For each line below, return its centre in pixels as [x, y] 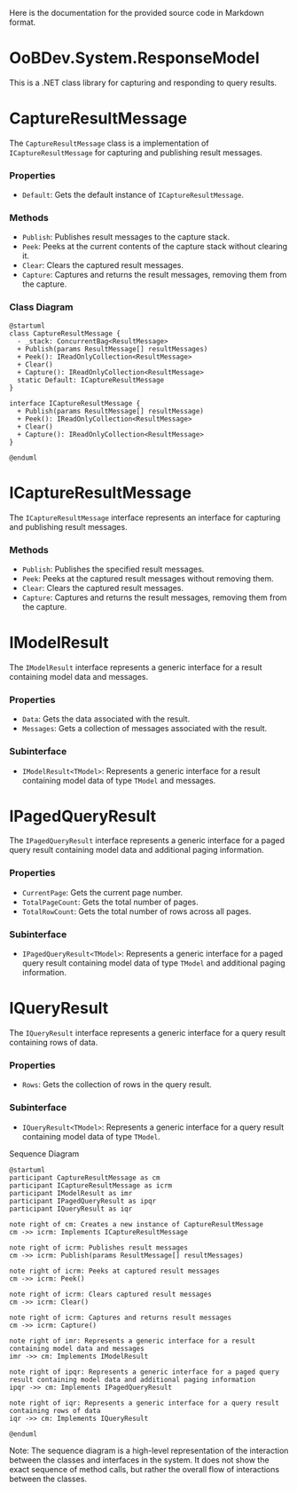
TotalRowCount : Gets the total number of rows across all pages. [137, 911]
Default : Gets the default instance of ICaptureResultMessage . [133, 195]
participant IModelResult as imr [71, 1193]
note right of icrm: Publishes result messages [99, 1247]
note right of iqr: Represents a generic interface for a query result [144, 1403]
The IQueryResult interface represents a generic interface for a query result [148, 1033]
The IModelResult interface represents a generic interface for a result [136, 667]
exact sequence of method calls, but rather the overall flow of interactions [145, 1469]
